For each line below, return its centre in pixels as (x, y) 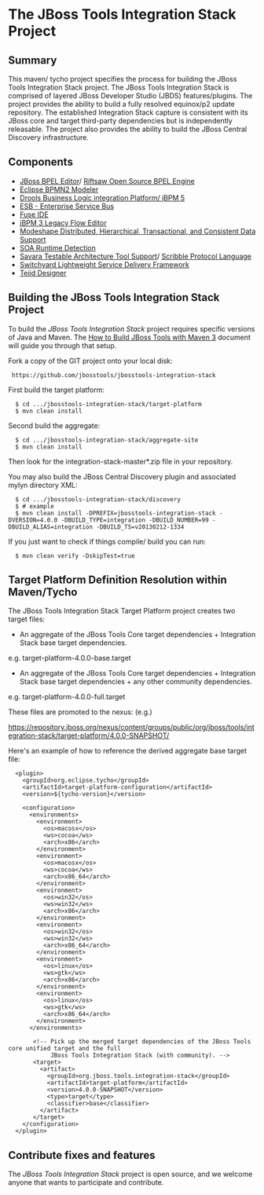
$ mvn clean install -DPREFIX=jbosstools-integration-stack (115, 513)
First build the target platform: (56, 390)
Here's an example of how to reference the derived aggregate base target (128, 751)
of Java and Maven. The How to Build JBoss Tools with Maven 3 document (130, 337)
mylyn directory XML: (43, 485)
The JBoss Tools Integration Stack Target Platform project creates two (122, 611)
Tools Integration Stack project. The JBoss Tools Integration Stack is (119, 87)
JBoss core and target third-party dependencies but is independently (121, 121)
